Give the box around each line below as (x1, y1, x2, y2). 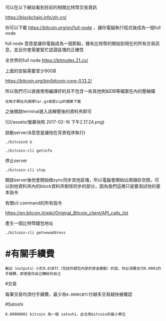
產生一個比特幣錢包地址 (5, 220, 53, 226)
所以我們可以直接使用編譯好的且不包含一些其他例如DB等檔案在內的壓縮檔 (5, 88, 156, 94)
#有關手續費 (5, 248, 55, 260)
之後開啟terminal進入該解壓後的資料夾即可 (5, 109, 92, 114)
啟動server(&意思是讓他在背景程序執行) (5, 130, 86, 136)
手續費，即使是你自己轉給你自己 (5, 271, 61, 276)
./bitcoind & (5, 140, 32, 145)
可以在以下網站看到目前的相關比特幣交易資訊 (5, 4, 97, 10)
